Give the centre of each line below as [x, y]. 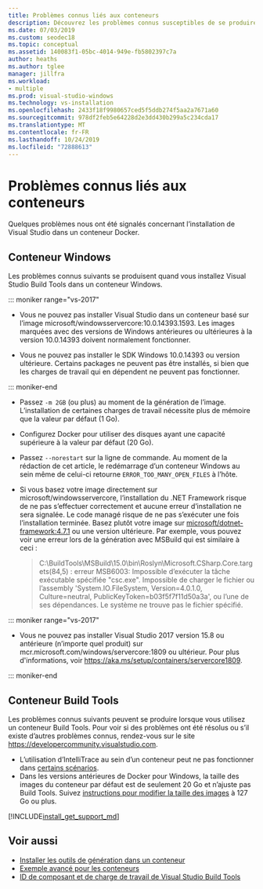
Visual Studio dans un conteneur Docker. [74, 232]
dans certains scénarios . [59, 767]
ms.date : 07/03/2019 [42, 30]
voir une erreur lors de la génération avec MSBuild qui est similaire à [130, 540]
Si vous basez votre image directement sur [88, 490]
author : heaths [33, 60]
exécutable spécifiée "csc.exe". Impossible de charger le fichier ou [147, 580]
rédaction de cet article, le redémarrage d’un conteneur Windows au [130, 466]
